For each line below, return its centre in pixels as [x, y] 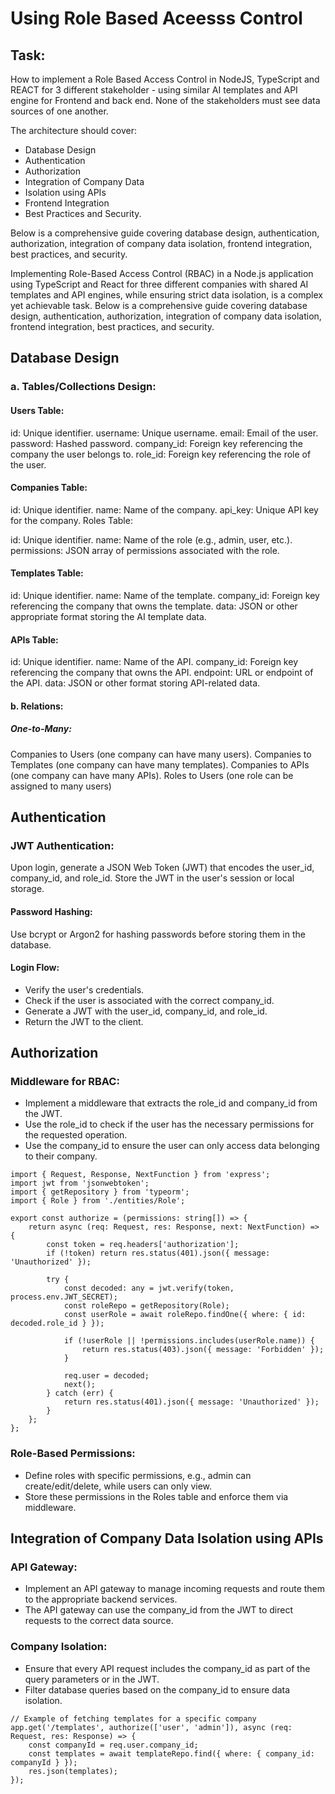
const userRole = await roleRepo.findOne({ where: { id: [185, 1315]
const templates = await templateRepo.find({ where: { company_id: [171, 1753]
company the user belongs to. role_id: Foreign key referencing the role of [161, 454]
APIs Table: [34, 639]
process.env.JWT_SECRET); [64, 1297]
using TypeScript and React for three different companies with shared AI [159, 284]
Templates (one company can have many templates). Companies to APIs [160, 764]
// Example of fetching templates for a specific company [133, 1718]
